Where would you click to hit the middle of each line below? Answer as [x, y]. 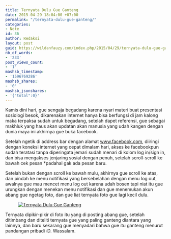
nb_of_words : [19, 53]
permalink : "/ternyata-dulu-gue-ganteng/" [51, 19]
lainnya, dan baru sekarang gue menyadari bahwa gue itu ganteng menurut [84, 226]
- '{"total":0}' [22, 95]
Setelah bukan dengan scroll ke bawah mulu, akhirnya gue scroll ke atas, [81, 173]
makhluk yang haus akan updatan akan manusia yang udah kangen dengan [84, 126]
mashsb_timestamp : [25, 72]
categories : [18, 24]
